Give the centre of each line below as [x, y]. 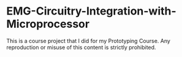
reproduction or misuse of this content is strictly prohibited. [81, 47]
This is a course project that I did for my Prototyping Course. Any [88, 41]
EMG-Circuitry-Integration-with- [91, 11]
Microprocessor [48, 24]
